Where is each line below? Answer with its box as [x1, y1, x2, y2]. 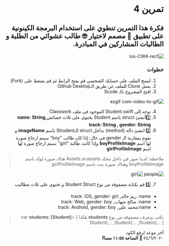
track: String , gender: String [89, 122, 151, 128]
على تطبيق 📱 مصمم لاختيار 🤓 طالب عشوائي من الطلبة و [6, 31, 164, 40]
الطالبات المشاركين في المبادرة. [73, 40, 164, 48]
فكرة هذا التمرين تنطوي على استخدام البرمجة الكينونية [11, 24, 164, 32]
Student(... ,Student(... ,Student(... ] [90, 219, 164, 226]
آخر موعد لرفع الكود [125, 230, 164, 236]
